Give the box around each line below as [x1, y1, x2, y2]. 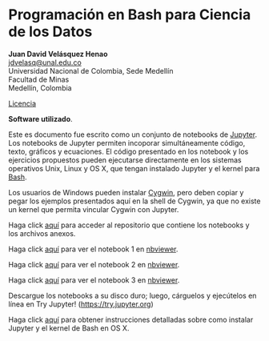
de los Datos [8, 22, 93, 41]
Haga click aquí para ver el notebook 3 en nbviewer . [8, 275, 180, 285]
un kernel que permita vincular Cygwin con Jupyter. [8, 204, 179, 214]
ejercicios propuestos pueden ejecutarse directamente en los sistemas [8, 154, 242, 165]
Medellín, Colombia [8, 82, 72, 93]
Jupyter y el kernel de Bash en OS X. [8, 323, 130, 333]
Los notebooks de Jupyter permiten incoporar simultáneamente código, [8, 138, 246, 147]
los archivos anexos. [8, 228, 76, 238]
